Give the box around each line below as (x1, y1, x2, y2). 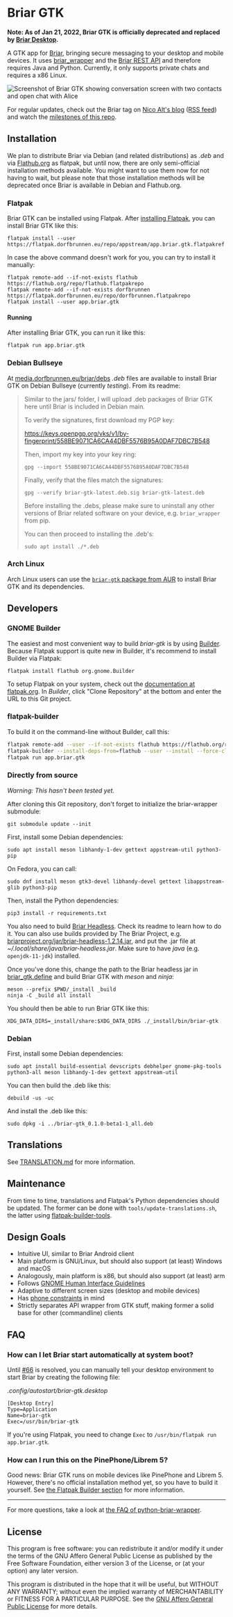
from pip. (24, 516, 51, 525)
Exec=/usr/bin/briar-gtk (7, 1418, 79, 1426)
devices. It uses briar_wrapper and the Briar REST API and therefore (7, 56, 201, 64)
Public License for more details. (7, 1602, 98, 1611)
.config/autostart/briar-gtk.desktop (7, 1387, 108, 1395)
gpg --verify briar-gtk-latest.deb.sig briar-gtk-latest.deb (24, 489, 205, 496)
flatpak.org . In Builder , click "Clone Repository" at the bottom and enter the (7, 687, 222, 695)
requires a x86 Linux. (7, 71, 68, 79)
